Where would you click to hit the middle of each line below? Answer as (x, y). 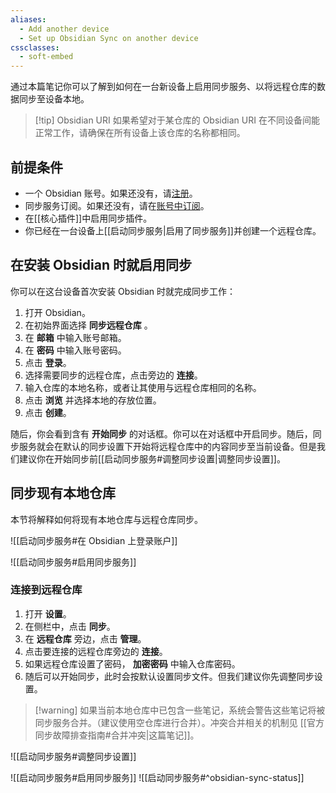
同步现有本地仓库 (63, 493)
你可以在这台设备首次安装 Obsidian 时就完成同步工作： (123, 291)
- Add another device (64, 29)
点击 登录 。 (48, 362)
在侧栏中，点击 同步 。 (70, 626)
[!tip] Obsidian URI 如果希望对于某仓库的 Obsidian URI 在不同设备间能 (177, 120)
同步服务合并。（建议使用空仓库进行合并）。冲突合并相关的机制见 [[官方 (179, 722)
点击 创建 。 (48, 412)
